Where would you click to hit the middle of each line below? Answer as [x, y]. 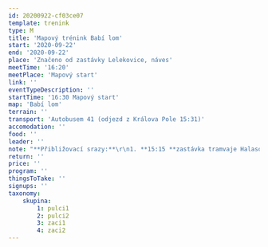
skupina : [37, 201]
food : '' [23, 134]
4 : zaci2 [51, 231]
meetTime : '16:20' [39, 68]
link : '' [23, 82]
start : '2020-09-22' [43, 45]
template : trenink [39, 23]
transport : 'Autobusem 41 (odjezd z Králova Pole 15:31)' [106, 120]
